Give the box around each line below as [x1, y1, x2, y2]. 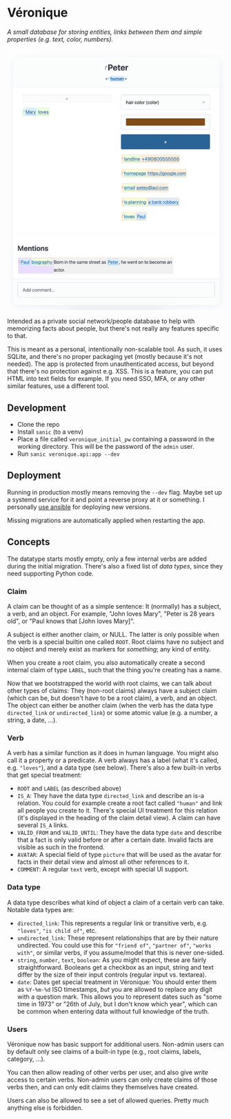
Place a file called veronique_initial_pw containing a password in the [17, 435, 215, 443]
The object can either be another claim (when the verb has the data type [7, 701, 214, 710]
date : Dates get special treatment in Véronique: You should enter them [17, 977, 217, 986]
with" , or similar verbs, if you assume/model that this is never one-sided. [17, 948, 225, 956]
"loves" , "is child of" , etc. [17, 926, 97, 934]
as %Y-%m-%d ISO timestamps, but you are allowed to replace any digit [17, 985, 212, 993]
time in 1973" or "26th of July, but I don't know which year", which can [17, 999, 218, 1008]
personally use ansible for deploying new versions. [7, 503, 152, 511]
